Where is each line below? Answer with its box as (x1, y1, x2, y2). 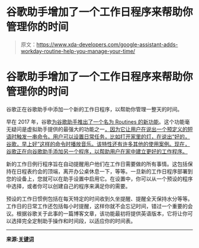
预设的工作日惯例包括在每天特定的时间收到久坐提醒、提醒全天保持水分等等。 (6, 195, 193, 202)
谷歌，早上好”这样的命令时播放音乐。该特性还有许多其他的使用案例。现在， (6, 140, 191, 147)
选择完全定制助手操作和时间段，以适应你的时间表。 (11, 217, 136, 224)
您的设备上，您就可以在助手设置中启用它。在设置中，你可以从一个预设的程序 (6, 175, 193, 182)
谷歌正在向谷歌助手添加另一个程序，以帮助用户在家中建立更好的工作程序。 (6, 147, 188, 154)
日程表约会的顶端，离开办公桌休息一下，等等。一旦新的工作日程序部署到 (16, 168, 193, 175)
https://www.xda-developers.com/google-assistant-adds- (36, 41, 178, 48)
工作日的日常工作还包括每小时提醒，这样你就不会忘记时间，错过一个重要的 (6, 202, 188, 210)
